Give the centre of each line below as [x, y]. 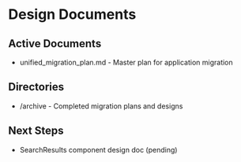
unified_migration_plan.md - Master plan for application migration [126, 62]
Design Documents [72, 15]
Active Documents [55, 44]
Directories [36, 87]
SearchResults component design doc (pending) [98, 149]
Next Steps [36, 131]
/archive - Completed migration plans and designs [101, 106]
